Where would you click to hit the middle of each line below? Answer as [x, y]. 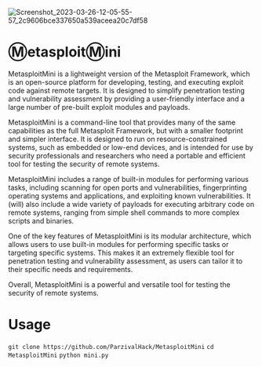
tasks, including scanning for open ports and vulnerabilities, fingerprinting [127, 187]
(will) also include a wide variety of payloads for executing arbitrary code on [131, 204]
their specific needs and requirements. [71, 269]
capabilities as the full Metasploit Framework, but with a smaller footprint [126, 130]
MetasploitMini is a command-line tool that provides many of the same [122, 122]
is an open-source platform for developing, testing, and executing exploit [126, 82]
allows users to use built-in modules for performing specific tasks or [118, 244]
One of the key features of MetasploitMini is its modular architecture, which [130, 236]
